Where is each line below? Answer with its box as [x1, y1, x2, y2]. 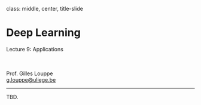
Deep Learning [6, 26, 81, 39]
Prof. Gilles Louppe [6, 70, 53, 77]
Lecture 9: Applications [6, 45, 64, 52]
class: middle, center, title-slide [6, 5, 84, 12]
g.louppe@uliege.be [6, 76, 56, 83]
